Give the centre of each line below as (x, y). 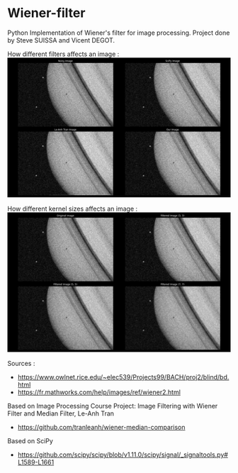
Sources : (21, 363)
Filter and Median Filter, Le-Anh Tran (61, 413)
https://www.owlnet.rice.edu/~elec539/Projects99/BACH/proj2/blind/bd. (123, 377)
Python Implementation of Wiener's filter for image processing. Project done (119, 33)
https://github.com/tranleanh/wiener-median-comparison (101, 427)
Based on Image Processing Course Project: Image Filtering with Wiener (113, 406)
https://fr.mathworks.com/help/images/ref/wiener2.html (99, 392)
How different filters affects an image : (63, 54)
